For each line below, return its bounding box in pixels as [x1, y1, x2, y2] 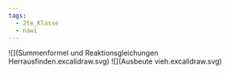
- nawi [15, 26, 38, 34]
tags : [8, 11, 26, 20]
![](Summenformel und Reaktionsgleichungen [8, 49, 159, 58]
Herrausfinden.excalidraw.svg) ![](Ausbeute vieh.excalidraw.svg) [8, 56, 223, 66]
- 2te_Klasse [15, 19, 59, 27]
